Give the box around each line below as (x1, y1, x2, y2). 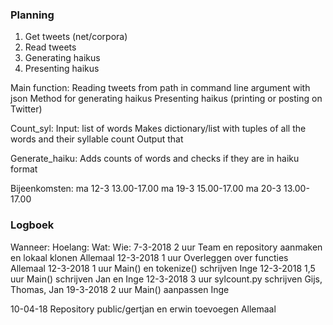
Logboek (10, 218, 55, 232)
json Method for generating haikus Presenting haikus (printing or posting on (10, 93, 323, 105)
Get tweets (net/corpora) (24, 31, 128, 43)
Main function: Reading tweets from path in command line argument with (10, 82, 311, 94)
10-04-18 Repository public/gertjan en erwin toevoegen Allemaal (10, 303, 277, 315)
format (10, 163, 38, 175)
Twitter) (10, 103, 43, 115)
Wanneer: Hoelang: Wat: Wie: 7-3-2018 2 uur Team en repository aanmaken (10, 241, 323, 253)
